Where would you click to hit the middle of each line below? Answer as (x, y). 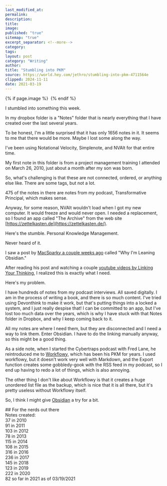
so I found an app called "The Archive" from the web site (64, 218)
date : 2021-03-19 (23, 84)
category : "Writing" (27, 61)
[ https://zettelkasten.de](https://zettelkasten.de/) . (56, 223)
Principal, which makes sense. (36, 198)
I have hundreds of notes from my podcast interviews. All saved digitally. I (81, 292)
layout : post (19, 56)
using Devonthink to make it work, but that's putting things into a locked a (81, 303)
